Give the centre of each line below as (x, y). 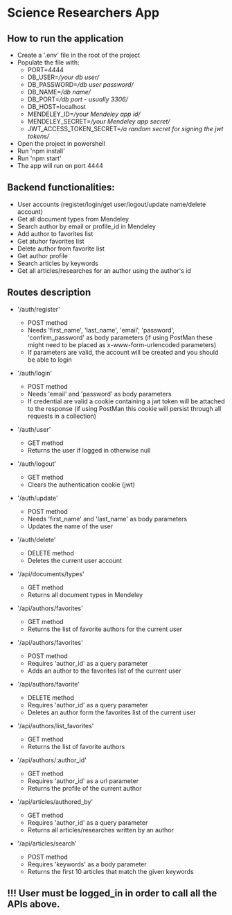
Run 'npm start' (39, 158)
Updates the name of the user (70, 526)
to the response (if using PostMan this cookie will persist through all (124, 408)
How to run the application (65, 39)
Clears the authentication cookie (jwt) (81, 485)
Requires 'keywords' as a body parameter (87, 864)
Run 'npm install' (41, 151)
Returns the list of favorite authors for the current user (105, 629)
